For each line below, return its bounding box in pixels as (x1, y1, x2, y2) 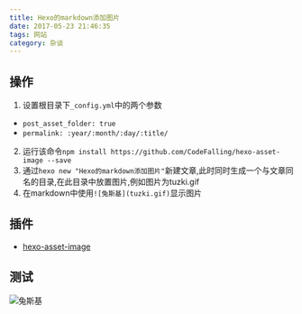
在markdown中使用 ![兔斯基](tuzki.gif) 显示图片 (22, 188, 203, 199)
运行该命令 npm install (22, 146, 107, 157)
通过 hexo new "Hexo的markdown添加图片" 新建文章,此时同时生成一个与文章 (22, 165, 286, 176)
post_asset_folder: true (22, 119, 116, 129)
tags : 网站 (9, 30, 48, 39)
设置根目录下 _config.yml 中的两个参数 (22, 100, 162, 111)
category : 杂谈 (9, 38, 64, 48)
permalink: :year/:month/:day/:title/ (22, 129, 169, 138)
